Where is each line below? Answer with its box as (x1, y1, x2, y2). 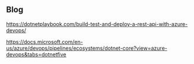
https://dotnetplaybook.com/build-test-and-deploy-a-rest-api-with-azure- (6, 20, 188, 27)
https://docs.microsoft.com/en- (6, 38, 83, 45)
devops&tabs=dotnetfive (6, 50, 66, 58)
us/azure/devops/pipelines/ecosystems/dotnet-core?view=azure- (6, 44, 168, 52)
